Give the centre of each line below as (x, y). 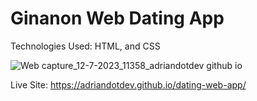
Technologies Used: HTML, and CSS (85, 46)
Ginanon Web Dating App (117, 18)
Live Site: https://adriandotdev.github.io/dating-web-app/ (128, 84)
